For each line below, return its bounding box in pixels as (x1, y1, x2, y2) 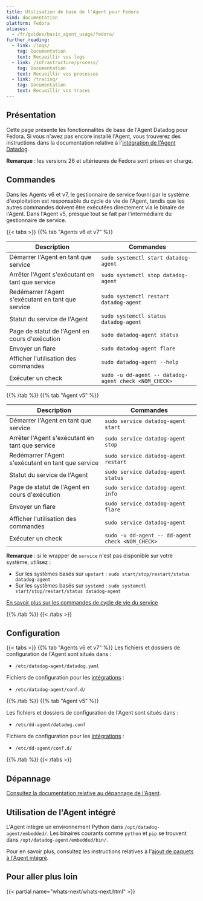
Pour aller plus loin (6, 872, 78, 882)
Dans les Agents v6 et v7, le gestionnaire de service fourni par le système (6, 191, 189, 198)
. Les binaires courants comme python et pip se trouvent (47, 830, 187, 837)
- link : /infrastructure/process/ (11, 59, 98, 65)
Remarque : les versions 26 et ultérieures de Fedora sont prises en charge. (6, 157, 193, 164)
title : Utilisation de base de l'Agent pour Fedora (6, 8, 139, 15)
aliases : (6, 25, 28, 32)
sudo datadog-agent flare (101, 345, 176, 352)
